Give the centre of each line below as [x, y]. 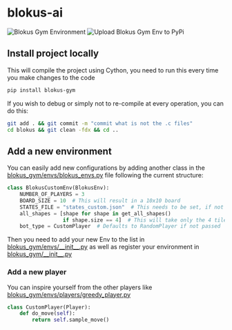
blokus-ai [35, 13]
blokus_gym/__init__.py [40, 254]
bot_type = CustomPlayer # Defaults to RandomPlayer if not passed [120, 226]
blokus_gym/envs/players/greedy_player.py [69, 294]
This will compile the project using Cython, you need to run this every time [113, 70]
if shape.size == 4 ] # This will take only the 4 [137, 220]
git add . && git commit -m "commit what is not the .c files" [100, 123]
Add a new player [37, 272]
